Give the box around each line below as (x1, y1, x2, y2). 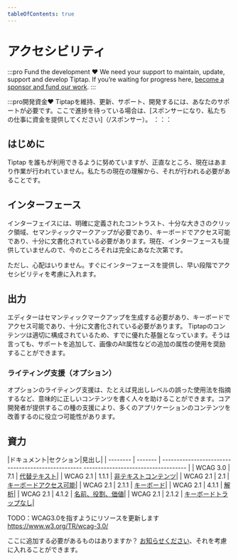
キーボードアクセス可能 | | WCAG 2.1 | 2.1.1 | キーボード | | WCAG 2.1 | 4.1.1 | (7, 481, 222, 489)
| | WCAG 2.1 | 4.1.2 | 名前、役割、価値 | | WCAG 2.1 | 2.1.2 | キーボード (13, 489, 216, 499)
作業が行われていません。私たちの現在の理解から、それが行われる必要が (13, 167, 225, 175)
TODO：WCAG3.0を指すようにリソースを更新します (7, 514, 160, 522)
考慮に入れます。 (50, 270, 100, 279)
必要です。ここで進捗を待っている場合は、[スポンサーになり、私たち (26, 106, 227, 115)
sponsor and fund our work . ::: (7, 83, 97, 91)
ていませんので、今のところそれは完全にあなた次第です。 (19, 246, 187, 254)
